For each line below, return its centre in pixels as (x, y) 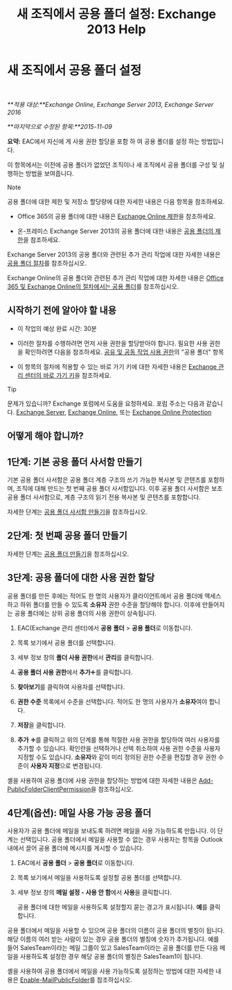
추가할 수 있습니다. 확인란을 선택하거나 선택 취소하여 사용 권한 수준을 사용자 (119, 748)
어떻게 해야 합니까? (46, 436)
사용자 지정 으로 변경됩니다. (66, 765)
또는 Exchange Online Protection (166, 412)
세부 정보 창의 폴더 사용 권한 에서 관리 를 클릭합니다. (85, 657)
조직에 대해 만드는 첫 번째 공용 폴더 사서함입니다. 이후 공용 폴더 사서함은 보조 (119, 488)
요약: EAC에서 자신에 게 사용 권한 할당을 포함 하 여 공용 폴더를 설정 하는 (104, 141)
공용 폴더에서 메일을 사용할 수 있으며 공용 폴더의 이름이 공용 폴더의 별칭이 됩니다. (116, 930)
